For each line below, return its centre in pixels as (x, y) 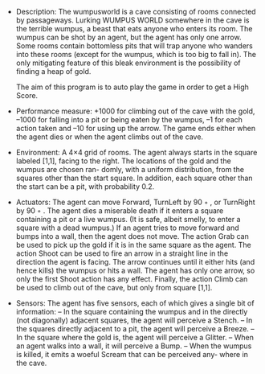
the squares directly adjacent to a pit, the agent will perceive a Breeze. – (135, 329)
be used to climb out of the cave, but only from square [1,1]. (114, 288)
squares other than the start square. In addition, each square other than (134, 178)
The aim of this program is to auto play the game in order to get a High (132, 87)
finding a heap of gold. (53, 71)
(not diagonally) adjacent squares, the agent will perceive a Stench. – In (134, 320)
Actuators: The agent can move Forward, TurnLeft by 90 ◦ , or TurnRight (135, 202)
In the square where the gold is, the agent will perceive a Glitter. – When (135, 337)
